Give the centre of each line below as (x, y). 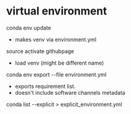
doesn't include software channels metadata (70, 92)
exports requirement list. (45, 86)
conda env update (29, 28)
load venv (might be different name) (59, 63)
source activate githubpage (40, 51)
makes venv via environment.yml (56, 39)
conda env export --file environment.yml (56, 74)
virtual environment (56, 11)
